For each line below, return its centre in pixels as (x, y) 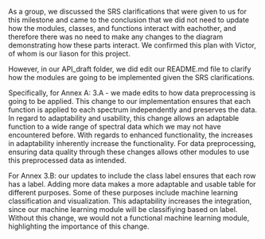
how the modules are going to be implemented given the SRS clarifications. (131, 77)
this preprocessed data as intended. (67, 160)
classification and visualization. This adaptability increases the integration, (130, 201)
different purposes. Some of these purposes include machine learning (123, 193)
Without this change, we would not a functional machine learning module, (129, 218)
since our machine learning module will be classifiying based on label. (123, 209)
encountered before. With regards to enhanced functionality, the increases (131, 135)
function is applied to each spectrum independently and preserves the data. (132, 110)
